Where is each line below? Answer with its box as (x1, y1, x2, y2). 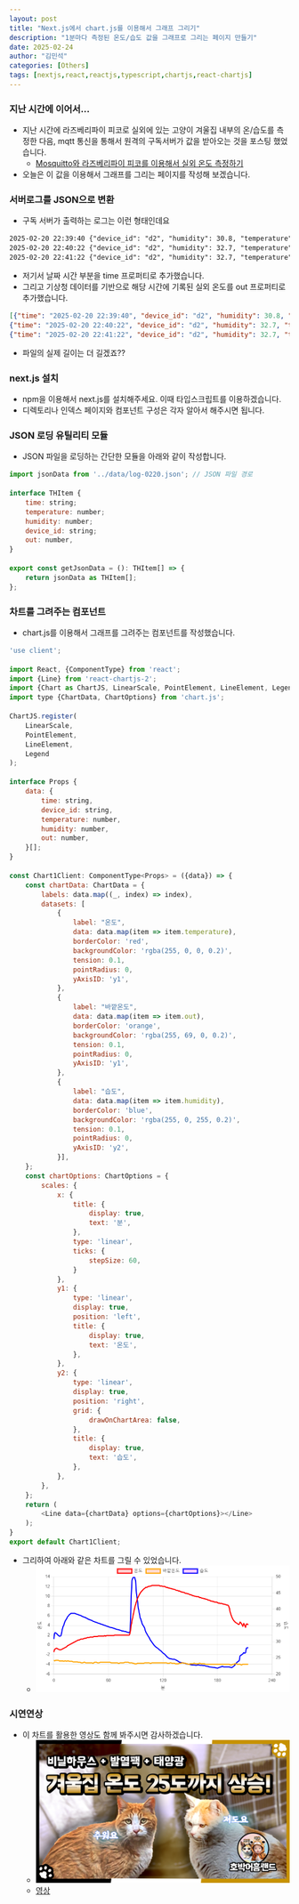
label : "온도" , (72, 918, 126, 927)
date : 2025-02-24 (9, 43, 74, 52)
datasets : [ (41, 900, 86, 908)
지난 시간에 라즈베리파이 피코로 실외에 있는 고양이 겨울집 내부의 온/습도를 (21, 125, 275, 135)
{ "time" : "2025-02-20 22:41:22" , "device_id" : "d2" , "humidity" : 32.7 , (9, 330, 280, 339)
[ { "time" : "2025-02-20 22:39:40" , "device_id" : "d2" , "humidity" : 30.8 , (9, 311, 285, 320)
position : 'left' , (72, 1312, 141, 1321)
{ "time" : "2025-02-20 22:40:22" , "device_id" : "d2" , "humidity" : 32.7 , (9, 320, 280, 329)
